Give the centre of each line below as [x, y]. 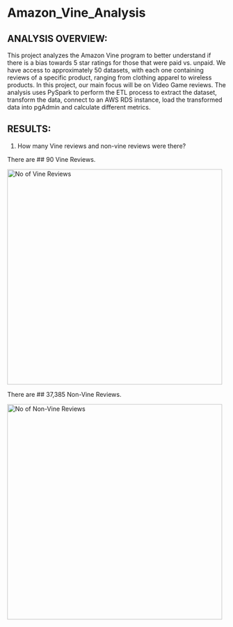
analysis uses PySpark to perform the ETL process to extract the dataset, [112, 92]
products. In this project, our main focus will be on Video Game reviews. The [116, 85]
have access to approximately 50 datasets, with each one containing [105, 70]
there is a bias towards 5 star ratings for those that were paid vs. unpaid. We [116, 63]
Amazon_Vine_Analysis [77, 13]
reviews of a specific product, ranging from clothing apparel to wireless [110, 77]
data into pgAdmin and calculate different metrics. [79, 107]
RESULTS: [29, 129]
